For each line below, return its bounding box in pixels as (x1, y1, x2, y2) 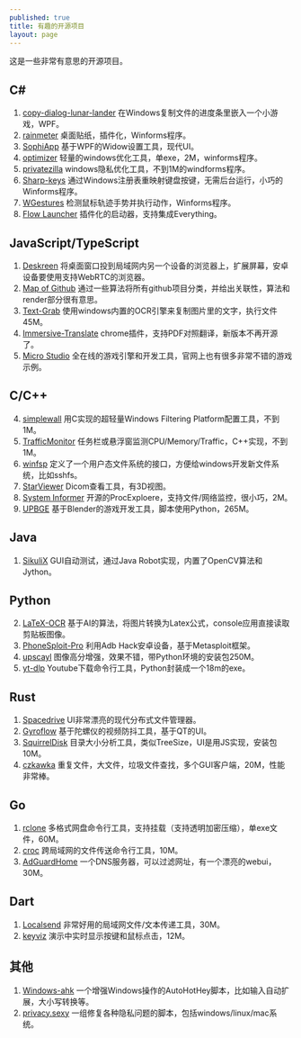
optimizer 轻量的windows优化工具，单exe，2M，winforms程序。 (22, 152, 262, 163)
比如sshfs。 (38, 469, 83, 480)
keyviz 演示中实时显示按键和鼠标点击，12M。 (22, 930, 190, 941)
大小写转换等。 (38, 996, 94, 1006)
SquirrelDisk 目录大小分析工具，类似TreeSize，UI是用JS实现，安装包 (22, 737, 278, 748)
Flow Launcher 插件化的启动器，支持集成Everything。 (22, 209, 222, 220)
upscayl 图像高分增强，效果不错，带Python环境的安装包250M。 (22, 652, 259, 663)
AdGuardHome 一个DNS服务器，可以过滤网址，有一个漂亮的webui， (22, 856, 277, 867)
